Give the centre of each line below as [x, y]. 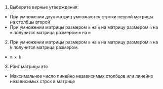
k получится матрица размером [44, 47]
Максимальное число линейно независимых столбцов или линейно [81, 76]
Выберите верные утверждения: [44, 7]
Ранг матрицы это [29, 67]
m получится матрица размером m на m [50, 32]
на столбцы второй [30, 22]
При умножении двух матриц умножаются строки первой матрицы [81, 17]
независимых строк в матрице [42, 81]
